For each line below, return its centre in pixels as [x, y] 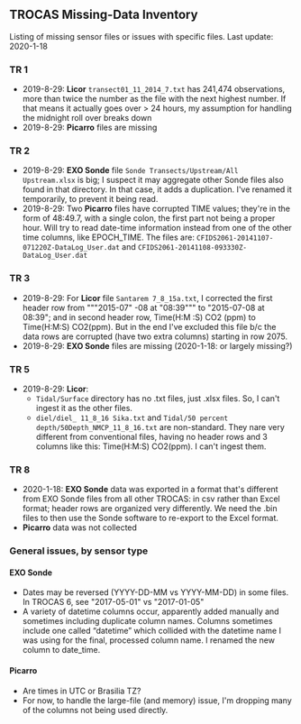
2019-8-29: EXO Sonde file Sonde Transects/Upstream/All [130, 170]
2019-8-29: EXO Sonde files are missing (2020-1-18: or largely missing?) [157, 345]
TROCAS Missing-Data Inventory [104, 15]
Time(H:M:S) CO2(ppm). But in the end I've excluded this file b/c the [149, 326]
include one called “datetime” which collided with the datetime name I [152, 631]
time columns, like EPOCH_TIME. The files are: [109, 237]
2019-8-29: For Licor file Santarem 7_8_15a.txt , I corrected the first [147, 298]
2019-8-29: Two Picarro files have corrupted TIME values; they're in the [156, 209]
